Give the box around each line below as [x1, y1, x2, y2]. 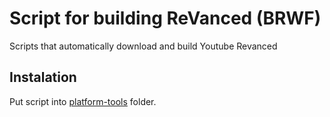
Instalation [9, 69, 77, 86]
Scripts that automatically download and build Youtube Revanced [9, 40, 278, 52]
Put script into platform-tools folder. [9, 95, 157, 107]
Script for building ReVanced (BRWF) [9, 7, 322, 30]
